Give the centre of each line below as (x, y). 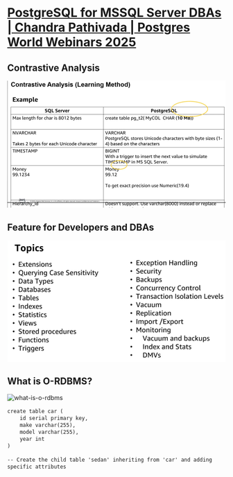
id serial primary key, (54, 418)
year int (32, 439)
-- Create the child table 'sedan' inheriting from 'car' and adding (110, 460)
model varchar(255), (49, 432)
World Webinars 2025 (72, 42)
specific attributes (37, 467)
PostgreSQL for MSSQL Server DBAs (114, 13)
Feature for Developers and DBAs (81, 227)
